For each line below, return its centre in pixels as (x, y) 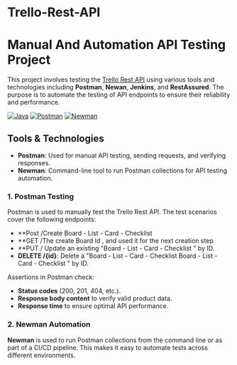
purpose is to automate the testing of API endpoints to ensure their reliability (119, 95)
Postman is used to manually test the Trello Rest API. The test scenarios (112, 212)
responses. (34, 163)
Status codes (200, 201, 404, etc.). (69, 291)
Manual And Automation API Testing (117, 45)
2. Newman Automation (49, 325)
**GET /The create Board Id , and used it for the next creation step (116, 241)
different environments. (42, 355)
